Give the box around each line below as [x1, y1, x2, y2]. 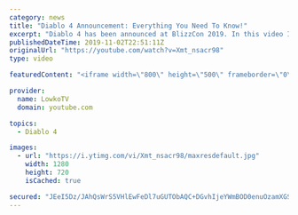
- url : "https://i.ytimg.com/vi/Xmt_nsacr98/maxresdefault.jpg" [17, 152, 260, 161]
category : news [9, 12, 66, 22]
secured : [9, 192, 42, 201]
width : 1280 [25, 160, 69, 169]
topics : [9, 119, 38, 128]
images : [9, 143, 38, 152]
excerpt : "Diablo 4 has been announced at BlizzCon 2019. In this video [9, 29, 284, 38]
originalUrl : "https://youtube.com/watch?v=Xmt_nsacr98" [9, 46, 224, 55]
